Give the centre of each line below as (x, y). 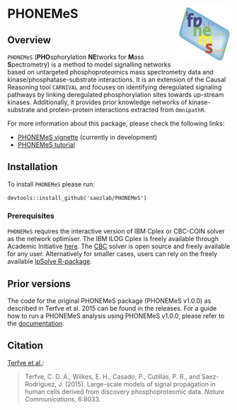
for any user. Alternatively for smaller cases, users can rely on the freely (112, 254)
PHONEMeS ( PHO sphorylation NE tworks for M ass (76, 57)
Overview (29, 40)
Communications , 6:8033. (63, 399)
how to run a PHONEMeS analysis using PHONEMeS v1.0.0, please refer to (116, 316)
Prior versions (39, 283)
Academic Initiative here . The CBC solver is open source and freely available (119, 246)
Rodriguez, (40, 384)
